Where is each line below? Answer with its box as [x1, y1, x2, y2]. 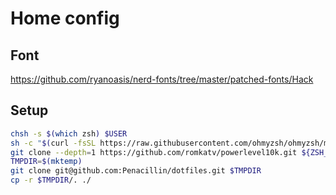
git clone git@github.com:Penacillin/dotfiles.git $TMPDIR [10, 166, 262, 176]
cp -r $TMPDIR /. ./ [10, 175, 92, 186]
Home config [10, 7, 120, 30]
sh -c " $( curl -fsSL [10, 138, 97, 148]
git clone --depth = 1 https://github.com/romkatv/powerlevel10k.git [10, 147, 298, 157]
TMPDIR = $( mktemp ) [10, 157, 83, 167]
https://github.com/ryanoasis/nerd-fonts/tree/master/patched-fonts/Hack [10, 73, 314, 85]
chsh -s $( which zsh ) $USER [10, 128, 128, 139]
